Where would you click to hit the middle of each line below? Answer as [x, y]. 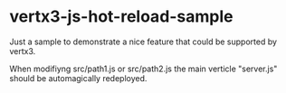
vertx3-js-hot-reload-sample [121, 17]
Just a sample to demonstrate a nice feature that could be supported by [143, 42]
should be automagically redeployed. [78, 78]
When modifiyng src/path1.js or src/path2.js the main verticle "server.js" [143, 69]
